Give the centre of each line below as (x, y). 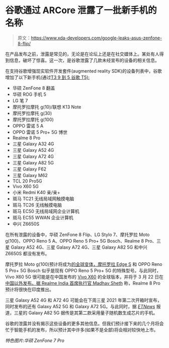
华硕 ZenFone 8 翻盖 (34, 88)
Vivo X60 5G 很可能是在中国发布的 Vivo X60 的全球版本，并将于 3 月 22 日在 (84, 277)
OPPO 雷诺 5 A (28, 126)
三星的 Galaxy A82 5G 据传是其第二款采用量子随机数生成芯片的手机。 (86, 313)
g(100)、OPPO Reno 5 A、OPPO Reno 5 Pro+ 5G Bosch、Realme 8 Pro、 (81, 241)
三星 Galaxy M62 (30, 175)
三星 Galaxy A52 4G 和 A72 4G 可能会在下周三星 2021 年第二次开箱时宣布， (83, 300)
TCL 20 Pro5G (27, 181)
